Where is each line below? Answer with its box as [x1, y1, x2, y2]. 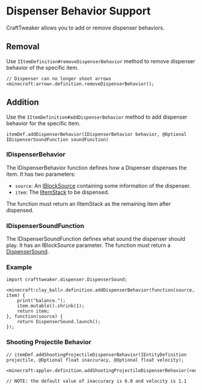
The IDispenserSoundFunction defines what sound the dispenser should [6, 235, 185, 243]
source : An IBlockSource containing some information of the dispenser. [14, 182, 191, 189]
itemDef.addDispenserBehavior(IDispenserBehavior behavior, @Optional [6, 131, 187, 137]
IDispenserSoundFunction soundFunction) [6, 137, 109, 143]
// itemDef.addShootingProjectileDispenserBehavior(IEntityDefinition [6, 351, 187, 357]
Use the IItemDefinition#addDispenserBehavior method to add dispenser [6, 113, 188, 120]
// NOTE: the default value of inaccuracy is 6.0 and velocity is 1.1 [6, 378, 187, 384]
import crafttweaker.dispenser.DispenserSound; [6, 277, 128, 283]
